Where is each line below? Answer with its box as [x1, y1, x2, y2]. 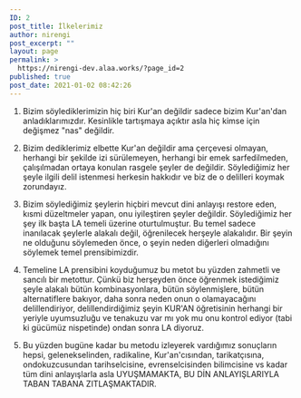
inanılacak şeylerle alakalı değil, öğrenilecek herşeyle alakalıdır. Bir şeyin [22, 228, 293, 238]
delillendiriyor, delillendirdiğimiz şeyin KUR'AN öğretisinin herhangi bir [22, 303, 283, 314]
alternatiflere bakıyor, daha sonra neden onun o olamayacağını [22, 293, 257, 304]
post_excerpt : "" [9, 38, 75, 48]
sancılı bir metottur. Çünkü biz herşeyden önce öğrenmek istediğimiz [22, 274, 279, 285]
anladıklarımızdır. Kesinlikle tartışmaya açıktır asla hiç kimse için [22, 115, 260, 126]
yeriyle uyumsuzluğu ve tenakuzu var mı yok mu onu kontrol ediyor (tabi [22, 312, 293, 323]
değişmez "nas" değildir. [22, 124, 115, 136]
